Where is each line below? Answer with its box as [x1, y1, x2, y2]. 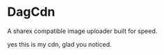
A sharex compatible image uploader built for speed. [7, 27, 158, 35]
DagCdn [7, 4, 56, 20]
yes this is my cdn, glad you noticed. [7, 40, 113, 48]
